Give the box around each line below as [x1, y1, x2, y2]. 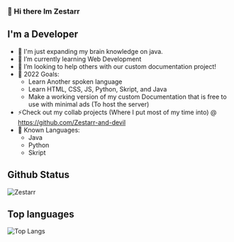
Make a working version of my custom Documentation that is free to [28, 92, 227, 101]
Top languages [7, 208, 74, 220]
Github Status [7, 169, 69, 181]
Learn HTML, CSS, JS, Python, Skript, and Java [28, 84, 167, 93]
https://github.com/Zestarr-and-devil [17, 118, 126, 126]
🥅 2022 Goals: [17, 70, 60, 78]
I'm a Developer [7, 28, 79, 40]
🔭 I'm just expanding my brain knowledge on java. [17, 47, 163, 55]
